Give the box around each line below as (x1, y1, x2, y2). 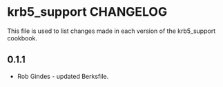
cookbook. (7, 34, 38, 42)
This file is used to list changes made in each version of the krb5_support (7, 27, 216, 35)
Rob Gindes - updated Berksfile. (17, 72, 109, 80)
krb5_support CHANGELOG (7, 4, 168, 20)
